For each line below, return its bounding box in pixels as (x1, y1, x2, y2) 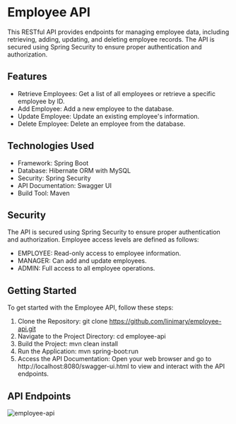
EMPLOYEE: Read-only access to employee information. (17, 249, 182, 258)
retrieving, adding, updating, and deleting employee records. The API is (7, 35, 215, 43)
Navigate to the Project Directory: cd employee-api (17, 332, 166, 341)
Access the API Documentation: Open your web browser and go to (17, 355, 212, 363)
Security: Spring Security (17, 174, 91, 182)
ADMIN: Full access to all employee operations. (17, 264, 155, 273)
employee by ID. (17, 97, 65, 105)
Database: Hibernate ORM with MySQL (17, 166, 131, 175)
